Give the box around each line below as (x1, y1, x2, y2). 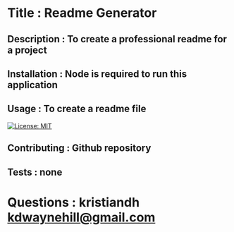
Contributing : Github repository (7, 142, 152, 154)
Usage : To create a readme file (7, 103, 147, 115)
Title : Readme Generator (7, 5, 157, 21)
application (7, 79, 58, 91)
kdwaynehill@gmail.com (7, 209, 156, 225)
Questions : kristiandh (7, 194, 140, 210)
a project (7, 44, 47, 56)
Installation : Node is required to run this (7, 68, 187, 80)
